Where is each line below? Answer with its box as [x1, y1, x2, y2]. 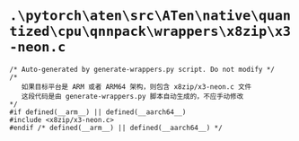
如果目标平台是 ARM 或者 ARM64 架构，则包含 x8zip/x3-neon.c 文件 [21, 82, 252, 92]
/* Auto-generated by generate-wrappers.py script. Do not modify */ [9, 65, 276, 74]
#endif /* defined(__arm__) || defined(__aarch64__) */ [9, 123, 223, 132]
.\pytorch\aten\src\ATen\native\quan [9, 7, 292, 24]
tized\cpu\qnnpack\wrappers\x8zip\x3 [9, 23, 292, 40]
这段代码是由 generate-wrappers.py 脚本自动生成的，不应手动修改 [21, 92, 244, 101]
